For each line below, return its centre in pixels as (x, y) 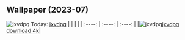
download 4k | (24, 30)
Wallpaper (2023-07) (47, 10)
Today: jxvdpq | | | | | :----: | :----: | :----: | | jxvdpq (105, 24)
